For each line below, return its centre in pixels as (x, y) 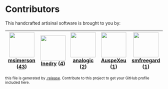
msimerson (22, 60)
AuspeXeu (113, 60)
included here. (17, 82)
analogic (83, 60)
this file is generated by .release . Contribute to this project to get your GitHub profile (77, 78)
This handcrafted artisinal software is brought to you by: (63, 23)
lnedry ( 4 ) (53, 63)
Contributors (32, 9)
